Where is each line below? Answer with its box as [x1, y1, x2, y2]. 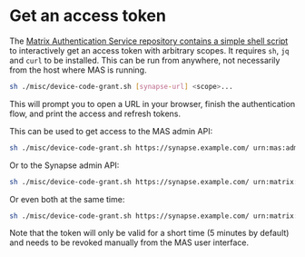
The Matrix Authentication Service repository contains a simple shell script [9, 35, 289, 46]
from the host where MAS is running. [9, 64, 147, 75]
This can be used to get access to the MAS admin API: [9, 125, 213, 136]
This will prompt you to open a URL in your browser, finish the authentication [9, 98, 296, 109]
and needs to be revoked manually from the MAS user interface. [9, 237, 250, 248]
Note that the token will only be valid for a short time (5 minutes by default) [9, 228, 290, 239]
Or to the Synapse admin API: [9, 160, 120, 171]
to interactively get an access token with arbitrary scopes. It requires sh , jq [9, 44, 290, 55]
